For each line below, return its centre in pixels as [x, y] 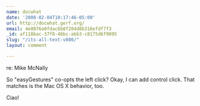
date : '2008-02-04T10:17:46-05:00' [51, 17]
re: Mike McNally [27, 67]
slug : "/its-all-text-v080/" [43, 40]
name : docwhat [24, 12]
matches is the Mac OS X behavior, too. [55, 86]
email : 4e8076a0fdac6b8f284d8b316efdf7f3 [59, 29]
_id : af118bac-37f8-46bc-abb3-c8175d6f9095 [62, 34]
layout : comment [27, 46]
